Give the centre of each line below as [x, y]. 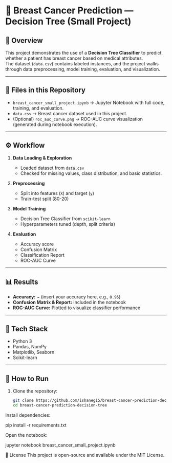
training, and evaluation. [38, 108]
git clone [23, 401]
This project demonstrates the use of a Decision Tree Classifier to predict [83, 53]
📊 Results [22, 282]
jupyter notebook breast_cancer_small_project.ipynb [61, 445]
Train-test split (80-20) [45, 199]
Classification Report [42, 255]
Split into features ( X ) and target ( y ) [57, 193]
